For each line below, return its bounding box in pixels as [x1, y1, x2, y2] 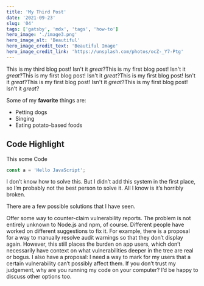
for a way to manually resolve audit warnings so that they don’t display [6, 234, 184, 241]
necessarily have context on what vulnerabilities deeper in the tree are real [6, 247, 194, 254]
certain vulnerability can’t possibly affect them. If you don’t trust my [6, 260, 177, 267]
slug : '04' [6, 20, 34, 26]
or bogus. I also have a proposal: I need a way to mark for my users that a [6, 254, 191, 261]
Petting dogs [15, 108, 47, 116]
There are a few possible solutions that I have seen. [6, 202, 136, 210]
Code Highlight [6, 139, 65, 149]
